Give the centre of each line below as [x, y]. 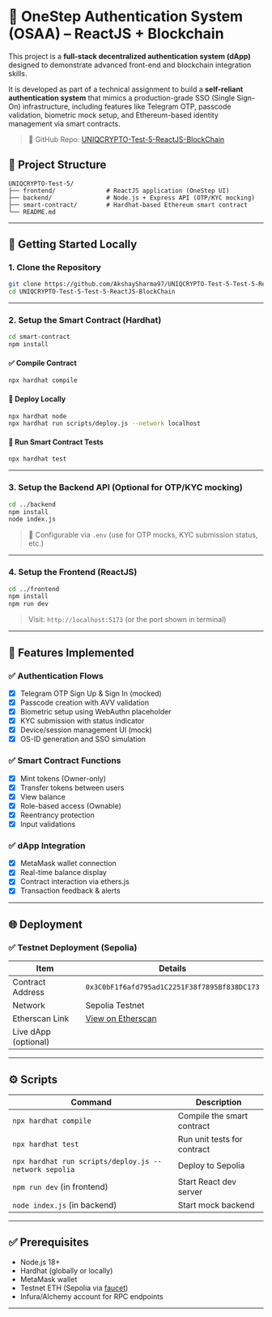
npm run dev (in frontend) [60, 1186]
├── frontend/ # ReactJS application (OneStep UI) [119, 191]
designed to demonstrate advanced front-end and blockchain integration [130, 65]
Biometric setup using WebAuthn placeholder [96, 712]
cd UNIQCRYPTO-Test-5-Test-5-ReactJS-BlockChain [92, 292]
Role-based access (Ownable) [70, 805]
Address [28, 993]
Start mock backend [216, 1205]
